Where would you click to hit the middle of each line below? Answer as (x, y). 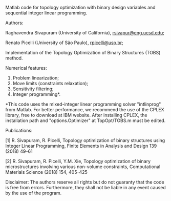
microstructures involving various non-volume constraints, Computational (83, 167)
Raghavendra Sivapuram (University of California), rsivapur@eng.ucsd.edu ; (85, 33)
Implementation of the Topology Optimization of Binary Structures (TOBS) (83, 53)
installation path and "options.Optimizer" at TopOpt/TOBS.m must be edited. (85, 120)
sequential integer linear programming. (46, 13)
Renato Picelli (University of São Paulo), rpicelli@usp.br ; (65, 43)
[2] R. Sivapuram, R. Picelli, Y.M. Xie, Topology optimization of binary (78, 161)
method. (14, 58)
